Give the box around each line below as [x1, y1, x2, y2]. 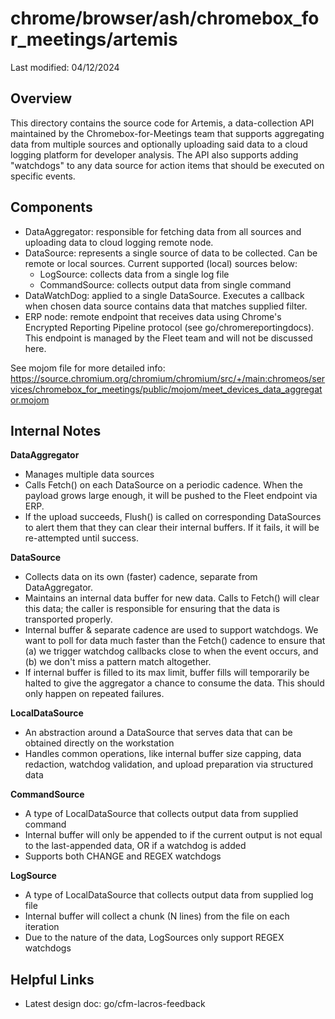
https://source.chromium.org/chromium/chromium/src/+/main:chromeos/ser [10, 372, 326, 384]
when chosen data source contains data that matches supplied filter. [24, 300, 308, 312]
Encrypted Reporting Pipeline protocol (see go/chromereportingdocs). [24, 321, 315, 333]
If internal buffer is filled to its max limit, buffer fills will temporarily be [24, 667, 310, 679]
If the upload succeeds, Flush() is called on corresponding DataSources [24, 511, 322, 523]
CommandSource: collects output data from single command [39, 278, 292, 291]
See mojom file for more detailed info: [10, 362, 166, 374]
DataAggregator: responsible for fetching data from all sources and [24, 225, 302, 237]
